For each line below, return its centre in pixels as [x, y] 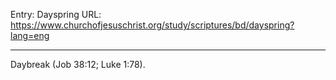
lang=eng [30, 35]
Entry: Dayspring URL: [56, 14]
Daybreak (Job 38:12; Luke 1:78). [78, 64]
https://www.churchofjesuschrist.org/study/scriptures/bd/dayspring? [152, 25]
